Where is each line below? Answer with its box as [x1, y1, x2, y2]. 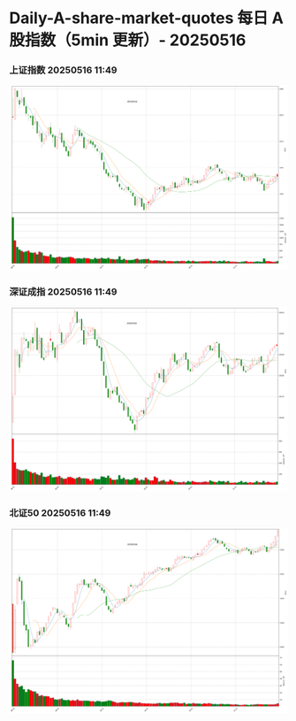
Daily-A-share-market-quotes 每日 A [9, 8, 285, 28]
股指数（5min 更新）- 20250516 [9, 30, 247, 50]
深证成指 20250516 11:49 [9, 285, 118, 297]
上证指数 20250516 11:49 [9, 64, 118, 76]
